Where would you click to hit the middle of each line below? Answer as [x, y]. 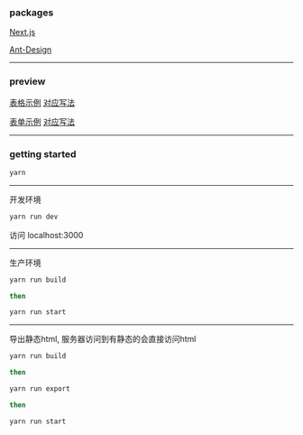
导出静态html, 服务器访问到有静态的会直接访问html [103, 339]
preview [28, 81]
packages [32, 13]
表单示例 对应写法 [42, 121]
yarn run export [40, 389]
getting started [43, 153]
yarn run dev [34, 217]
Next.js [23, 32]
